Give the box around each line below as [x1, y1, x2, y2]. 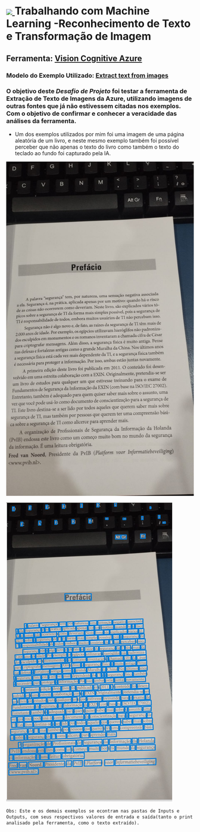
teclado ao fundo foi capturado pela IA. [14, 149, 111, 156]
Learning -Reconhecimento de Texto [6, 17, 191, 30]
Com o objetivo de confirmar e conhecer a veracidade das [6, 109, 177, 118]
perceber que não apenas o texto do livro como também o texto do [14, 143, 180, 150]
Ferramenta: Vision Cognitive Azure [6, 53, 142, 63]
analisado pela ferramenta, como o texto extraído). [6, 819, 140, 826]
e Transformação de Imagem [6, 30, 152, 43]
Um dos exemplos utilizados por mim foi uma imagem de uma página [14, 130, 185, 138]
